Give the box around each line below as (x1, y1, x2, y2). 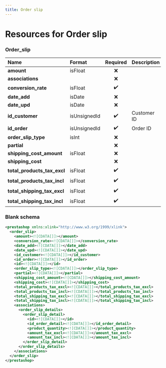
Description (131, 59, 160, 66)
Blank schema (5, 213, 40, 220)
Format (70, 59, 87, 66)
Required (105, 59, 127, 66)
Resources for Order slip (5, 28, 108, 40)
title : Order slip (5, 7, 43, 12)
